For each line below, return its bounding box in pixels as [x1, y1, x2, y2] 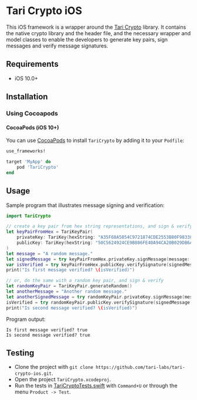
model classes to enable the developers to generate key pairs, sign [6, 36, 168, 43]
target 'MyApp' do [6, 159, 51, 165]
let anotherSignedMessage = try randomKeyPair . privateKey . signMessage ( [6, 294, 185, 300]
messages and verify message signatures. [6, 42, 108, 49]
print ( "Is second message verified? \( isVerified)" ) [6, 305, 138, 311]
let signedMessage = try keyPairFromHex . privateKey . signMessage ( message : [6, 256, 191, 262]
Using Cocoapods [6, 110, 59, 118]
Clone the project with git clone [14, 364, 94, 371]
